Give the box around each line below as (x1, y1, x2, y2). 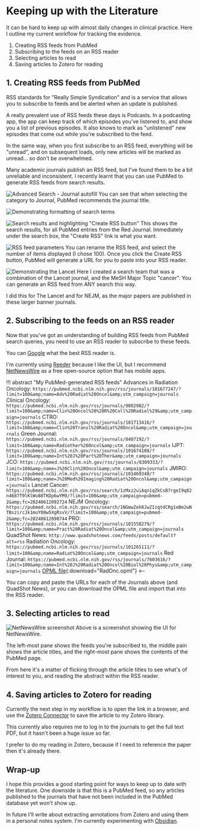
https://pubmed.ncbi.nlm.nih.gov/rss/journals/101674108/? (6, 448, 155, 454)
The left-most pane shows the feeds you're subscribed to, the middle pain (6, 642, 188, 649)
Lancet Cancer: (31, 481, 69, 488)
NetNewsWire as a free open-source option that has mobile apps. (6, 367, 166, 374)
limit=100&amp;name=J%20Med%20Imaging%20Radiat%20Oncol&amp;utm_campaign (6, 476, 192, 482)
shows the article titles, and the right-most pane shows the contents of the (6, 648, 188, 655)
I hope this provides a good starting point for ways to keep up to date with (6, 781, 187, 787)
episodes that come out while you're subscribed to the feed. (6, 130, 153, 137)
